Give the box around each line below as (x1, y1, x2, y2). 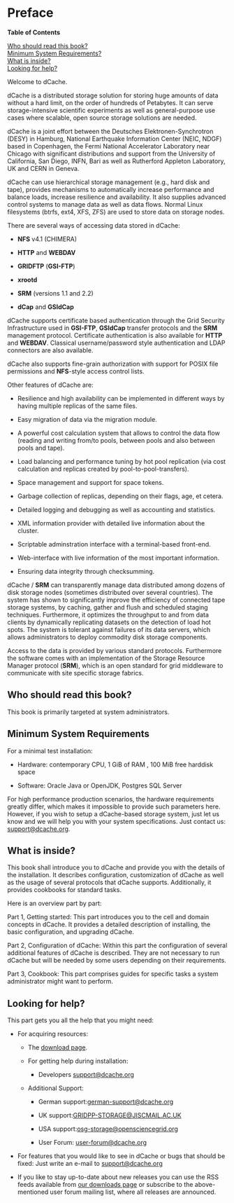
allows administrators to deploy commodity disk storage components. (7, 633, 208, 641)
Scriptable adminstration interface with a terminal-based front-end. (17, 539, 211, 548)
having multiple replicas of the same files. (17, 401, 138, 410)
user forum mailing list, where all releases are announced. (50, 1188, 217, 1196)
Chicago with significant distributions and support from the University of (7, 149, 216, 158)
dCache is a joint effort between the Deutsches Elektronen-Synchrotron (7, 127, 214, 135)
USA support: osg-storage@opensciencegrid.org (38, 1125, 178, 1133)
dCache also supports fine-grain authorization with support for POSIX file (7, 359, 219, 368)
